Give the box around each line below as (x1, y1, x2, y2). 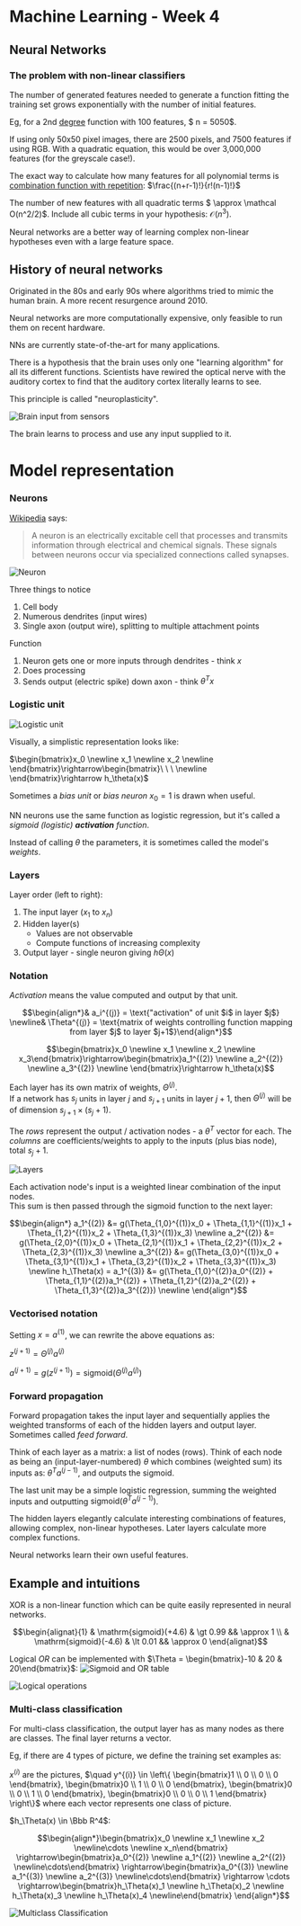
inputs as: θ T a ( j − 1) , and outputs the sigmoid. (9, 1466, 175, 1478)
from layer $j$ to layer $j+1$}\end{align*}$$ (69, 1026, 233, 1037)
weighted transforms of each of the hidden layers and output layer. (9, 1419, 257, 1431)
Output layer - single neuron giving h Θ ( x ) (22, 947, 175, 958)
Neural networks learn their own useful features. (9, 1549, 189, 1561)
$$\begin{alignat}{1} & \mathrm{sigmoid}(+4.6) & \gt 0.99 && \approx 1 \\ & (13, 1627, 289, 1637)
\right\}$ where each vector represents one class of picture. (9, 1797, 232, 1808)
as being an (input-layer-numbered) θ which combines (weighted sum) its (9, 1456, 283, 1467)
